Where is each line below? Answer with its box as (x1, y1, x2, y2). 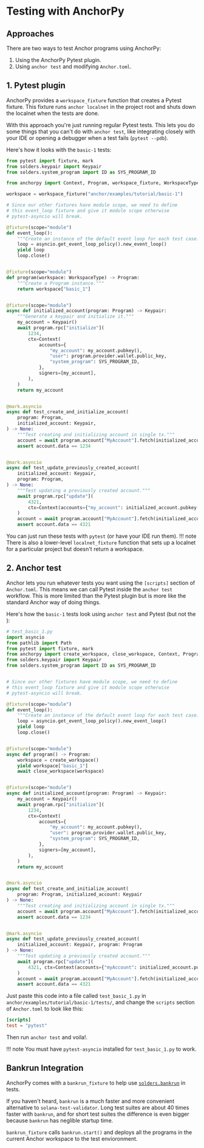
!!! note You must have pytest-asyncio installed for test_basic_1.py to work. (6, 1045, 197, 1052)
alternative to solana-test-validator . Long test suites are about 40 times (6, 1104, 189, 1111)
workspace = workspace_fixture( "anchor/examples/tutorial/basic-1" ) (6, 191, 183, 197)
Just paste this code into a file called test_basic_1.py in (6, 992, 147, 1000)
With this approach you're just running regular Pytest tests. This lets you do (6, 121, 195, 128)
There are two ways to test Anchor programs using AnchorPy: (6, 44, 161, 52)
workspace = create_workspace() (17, 757, 99, 763)
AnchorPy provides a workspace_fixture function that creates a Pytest (6, 96, 182, 104)
